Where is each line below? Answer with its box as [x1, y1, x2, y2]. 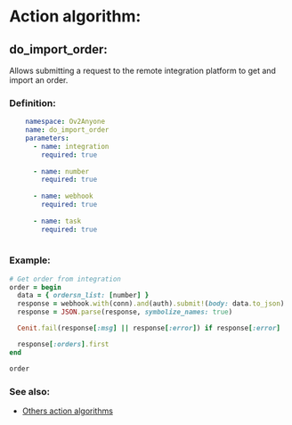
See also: [9, 385, 51, 397]
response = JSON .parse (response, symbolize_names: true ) [17, 307, 233, 317]
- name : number [32, 167, 90, 176]
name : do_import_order [25, 126, 109, 135]
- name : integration [32, 142, 109, 151]
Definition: [9, 96, 56, 109]
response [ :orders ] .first [17, 339, 109, 348]
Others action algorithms [21, 405, 114, 416]
